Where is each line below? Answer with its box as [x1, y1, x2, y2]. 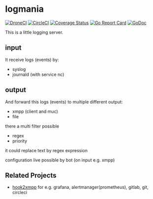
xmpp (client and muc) [12, 108, 58, 114]
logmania [5, 3, 44, 15]
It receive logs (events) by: [5, 57, 59, 63]
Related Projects [5, 171, 57, 179]
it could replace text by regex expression [5, 147, 88, 153]
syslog [12, 66, 26, 72]
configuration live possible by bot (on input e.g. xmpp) [5, 157, 115, 163]
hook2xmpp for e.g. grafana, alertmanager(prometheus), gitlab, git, [12, 184, 149, 190]
